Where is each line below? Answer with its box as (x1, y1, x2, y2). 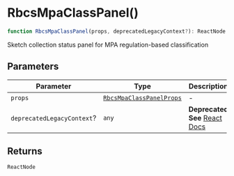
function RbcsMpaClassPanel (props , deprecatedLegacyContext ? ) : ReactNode (7, 28, 226, 35)
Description (188, 81, 228, 91)
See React (188, 113, 223, 122)
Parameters (7, 61, 59, 72)
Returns (7, 145, 43, 157)
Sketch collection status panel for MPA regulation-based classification (7, 40, 209, 49)
